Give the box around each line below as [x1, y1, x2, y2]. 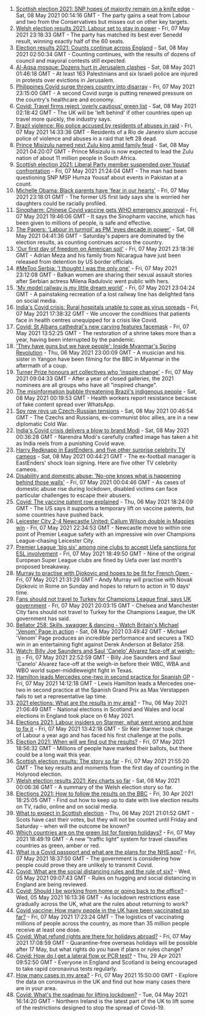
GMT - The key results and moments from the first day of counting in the [15, 764, 199, 771]
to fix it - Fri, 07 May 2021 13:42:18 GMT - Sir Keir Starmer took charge [15, 725, 193, 732]
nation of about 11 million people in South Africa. [15, 154, 137, 161]
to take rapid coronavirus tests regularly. [15, 965, 118, 972]
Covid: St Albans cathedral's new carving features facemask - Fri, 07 [15, 323, 190, 330]
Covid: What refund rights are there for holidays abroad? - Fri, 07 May [15, 933, 192, 939]
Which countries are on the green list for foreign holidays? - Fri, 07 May [15, 829, 196, 836]
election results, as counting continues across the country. [15, 239, 164, 246]
